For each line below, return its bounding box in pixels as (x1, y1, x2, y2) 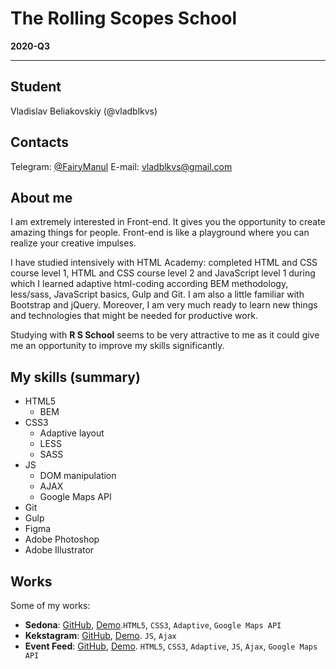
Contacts (10, 134, 70, 151)
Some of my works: (10, 600, 91, 611)
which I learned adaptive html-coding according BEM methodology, (10, 278, 289, 290)
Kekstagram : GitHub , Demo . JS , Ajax (24, 630, 177, 641)
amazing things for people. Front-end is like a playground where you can (10, 227, 310, 239)
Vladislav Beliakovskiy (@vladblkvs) (10, 105, 158, 117)
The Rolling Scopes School (10, 7, 237, 30)
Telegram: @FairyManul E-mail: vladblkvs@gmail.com (10, 160, 233, 172)
